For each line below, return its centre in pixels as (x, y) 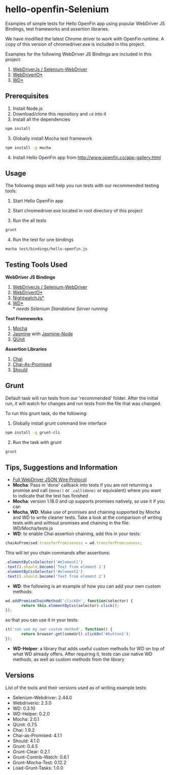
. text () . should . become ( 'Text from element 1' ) (55, 567)
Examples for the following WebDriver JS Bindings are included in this (78, 54)
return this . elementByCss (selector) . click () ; (70, 605)
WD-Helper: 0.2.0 (31, 713)
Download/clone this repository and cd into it (60, 114)
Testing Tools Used (36, 265)
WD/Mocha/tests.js (33, 529)
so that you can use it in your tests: (42, 620)
